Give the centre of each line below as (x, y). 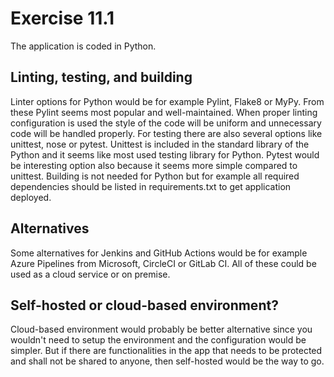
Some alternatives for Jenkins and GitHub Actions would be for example (159, 253)
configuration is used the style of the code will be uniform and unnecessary (166, 123)
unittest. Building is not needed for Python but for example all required (155, 176)
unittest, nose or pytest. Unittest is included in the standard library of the (160, 144)
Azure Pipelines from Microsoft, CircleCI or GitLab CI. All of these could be (163, 263)
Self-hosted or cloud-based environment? (144, 305)
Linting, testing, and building (101, 77)
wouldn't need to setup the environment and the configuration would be (158, 340)
